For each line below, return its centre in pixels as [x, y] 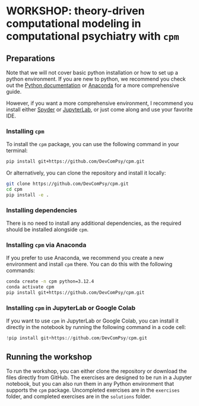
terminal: [17, 151]
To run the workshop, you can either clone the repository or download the [97, 371]
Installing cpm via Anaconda [46, 245]
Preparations [31, 58]
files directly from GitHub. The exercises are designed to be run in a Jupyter [99, 377]
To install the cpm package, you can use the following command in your [93, 144]
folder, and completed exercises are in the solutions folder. [79, 396]
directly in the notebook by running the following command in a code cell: [96, 327]
